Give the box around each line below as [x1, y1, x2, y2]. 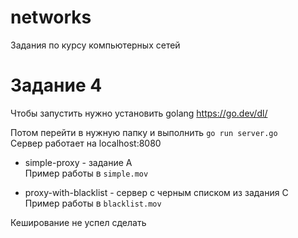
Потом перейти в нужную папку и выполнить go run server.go [10, 126, 278, 138]
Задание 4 [10, 74, 103, 97]
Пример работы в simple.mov [24, 167, 149, 179]
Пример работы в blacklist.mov [24, 197, 162, 209]
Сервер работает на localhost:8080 [10, 137, 162, 149]
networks [10, 6, 92, 29]
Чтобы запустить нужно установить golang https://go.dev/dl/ [10, 107, 268, 119]
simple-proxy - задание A [24, 156, 133, 168]
